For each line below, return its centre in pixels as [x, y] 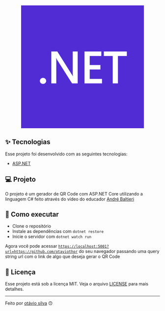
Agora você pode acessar [31, 246]
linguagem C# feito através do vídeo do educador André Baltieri [69, 199]
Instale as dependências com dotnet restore [58, 231]
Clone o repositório [32, 226]
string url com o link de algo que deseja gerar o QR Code [63, 256]
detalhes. [14, 289]
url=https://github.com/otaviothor [41, 252]
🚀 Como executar [32, 214]
